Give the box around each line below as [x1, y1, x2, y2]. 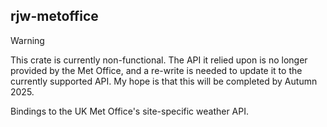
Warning [10, 34, 45, 46]
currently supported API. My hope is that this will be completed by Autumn [10, 75, 318, 87]
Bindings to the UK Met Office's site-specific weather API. [10, 105, 250, 117]
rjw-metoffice [10, 8, 99, 25]
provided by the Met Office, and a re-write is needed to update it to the [10, 64, 303, 76]
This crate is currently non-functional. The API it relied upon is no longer [10, 54, 308, 66]
